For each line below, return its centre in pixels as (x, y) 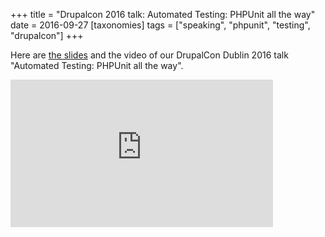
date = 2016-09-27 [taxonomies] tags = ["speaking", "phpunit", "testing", (160, 25)
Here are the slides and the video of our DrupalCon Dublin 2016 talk (149, 55)
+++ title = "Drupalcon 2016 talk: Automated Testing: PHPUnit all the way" (163, 14)
